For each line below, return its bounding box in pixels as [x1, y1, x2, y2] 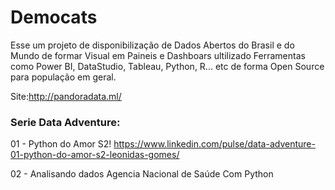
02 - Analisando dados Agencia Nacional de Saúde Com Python [10, 168, 274, 180]
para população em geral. [10, 71, 117, 83]
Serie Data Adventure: [10, 115, 121, 129]
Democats [10, 6, 98, 29]
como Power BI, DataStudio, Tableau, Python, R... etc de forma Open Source [10, 60, 325, 72]
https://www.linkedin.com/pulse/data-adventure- [113, 138, 316, 150]
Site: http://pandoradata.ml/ [10, 90, 122, 102]
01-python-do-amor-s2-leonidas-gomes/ [10, 149, 180, 161]
